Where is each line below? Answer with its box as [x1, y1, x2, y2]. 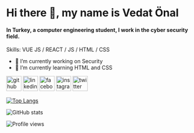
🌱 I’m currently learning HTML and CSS [14, 64, 113, 72]
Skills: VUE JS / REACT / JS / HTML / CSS [6, 46, 110, 54]
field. [6, 32, 20, 40]
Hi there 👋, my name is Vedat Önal [6, 6, 179, 20]
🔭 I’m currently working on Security [14, 58, 103, 65]
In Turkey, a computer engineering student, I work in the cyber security [6, 26, 189, 33]
